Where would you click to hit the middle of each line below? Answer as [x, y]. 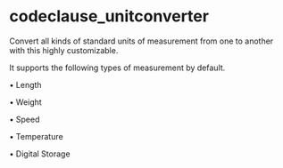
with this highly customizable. [64, 50]
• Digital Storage [40, 154]
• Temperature [37, 136]
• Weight [25, 102]
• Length [25, 84]
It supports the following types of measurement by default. [117, 68]
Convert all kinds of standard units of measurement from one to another [141, 41]
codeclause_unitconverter [109, 16]
